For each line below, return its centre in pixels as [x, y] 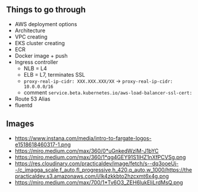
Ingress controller [36, 62]
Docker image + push [41, 55]
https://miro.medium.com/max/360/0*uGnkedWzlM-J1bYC [87, 150]
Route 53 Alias [32, 99]
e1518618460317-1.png [43, 144]
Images [20, 124]
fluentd [23, 105]
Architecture [30, 30]
